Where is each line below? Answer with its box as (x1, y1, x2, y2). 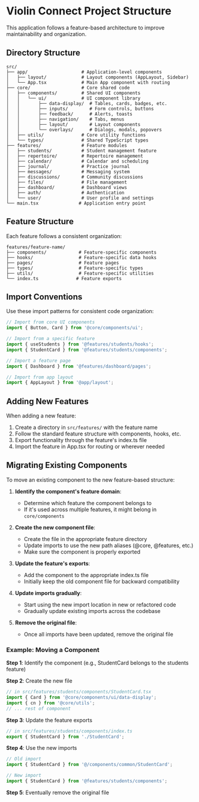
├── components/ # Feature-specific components (6, 249, 157, 256)
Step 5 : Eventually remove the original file (6, 789, 110, 796)
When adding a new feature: (6, 412, 77, 419)
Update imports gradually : (14, 589, 82, 596)
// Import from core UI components (6, 319, 95, 325)
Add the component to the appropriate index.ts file (23, 571, 149, 578)
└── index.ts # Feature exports (6, 275, 122, 281)
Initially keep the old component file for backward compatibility (23, 578, 180, 585)
